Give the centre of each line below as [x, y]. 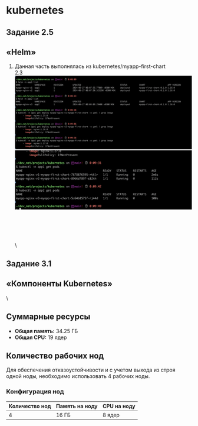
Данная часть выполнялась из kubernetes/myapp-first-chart [90, 66]
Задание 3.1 [29, 264]
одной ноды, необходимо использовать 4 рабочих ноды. [78, 376]
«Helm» [21, 52]
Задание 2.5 [30, 32]
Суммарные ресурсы [48, 317]
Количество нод [30, 406]
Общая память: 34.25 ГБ [46, 331]
